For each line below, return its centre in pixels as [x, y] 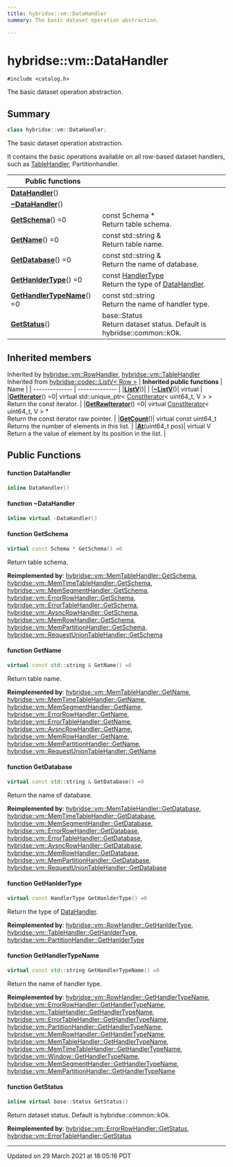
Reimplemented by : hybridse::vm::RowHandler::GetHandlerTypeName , [109, 997]
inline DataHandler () [38, 488]
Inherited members [49, 358]
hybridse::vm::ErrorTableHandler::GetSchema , [73, 605]
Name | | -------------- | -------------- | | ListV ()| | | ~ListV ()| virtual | [105, 389]
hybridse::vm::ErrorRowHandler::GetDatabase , [74, 830]
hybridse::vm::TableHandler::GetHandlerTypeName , [81, 1012]
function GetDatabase [40, 767]
